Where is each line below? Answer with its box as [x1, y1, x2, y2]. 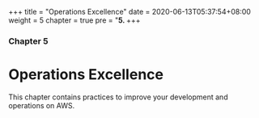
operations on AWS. [8, 100, 75, 110]
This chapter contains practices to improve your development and [8, 92, 228, 102]
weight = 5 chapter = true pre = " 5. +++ [8, 15, 141, 25]
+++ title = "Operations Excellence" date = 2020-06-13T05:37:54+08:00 [8, 7, 251, 16]
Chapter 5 [8, 36, 49, 47]
